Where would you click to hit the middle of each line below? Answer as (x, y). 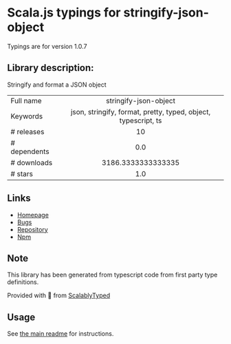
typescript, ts (141, 120)
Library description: (51, 68)
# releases (27, 131)
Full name (26, 100)
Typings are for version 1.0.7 (47, 46)
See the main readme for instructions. (60, 334)
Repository (32, 229)
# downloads (32, 162)
